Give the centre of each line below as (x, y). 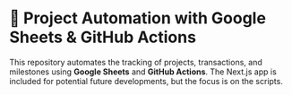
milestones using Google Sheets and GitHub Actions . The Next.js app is (143, 72)
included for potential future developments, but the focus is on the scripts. (146, 81)
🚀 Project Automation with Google (138, 18)
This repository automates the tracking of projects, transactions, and (136, 62)
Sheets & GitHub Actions (103, 37)
